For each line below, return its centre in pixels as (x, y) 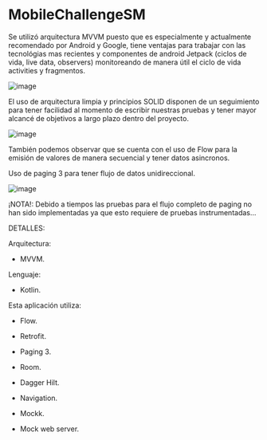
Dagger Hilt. (39, 382)
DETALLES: (27, 228)
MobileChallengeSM (77, 15)
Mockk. (32, 413)
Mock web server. (49, 429)
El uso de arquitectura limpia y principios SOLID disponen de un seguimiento (134, 101)
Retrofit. (33, 336)
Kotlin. (30, 289)
